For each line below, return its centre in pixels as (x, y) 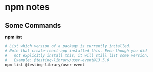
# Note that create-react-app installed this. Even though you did (76, 51)
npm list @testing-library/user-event (45, 65)
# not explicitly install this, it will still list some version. (77, 55)
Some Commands (33, 25)
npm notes (28, 7)
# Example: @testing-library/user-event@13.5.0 (57, 60)
